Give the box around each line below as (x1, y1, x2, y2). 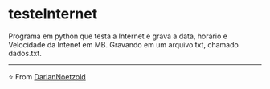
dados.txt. (8, 48, 42, 58)
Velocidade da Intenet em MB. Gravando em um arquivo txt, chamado (8, 39, 239, 49)
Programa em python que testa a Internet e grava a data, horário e (8, 31, 227, 41)
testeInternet (8, 5, 98, 23)
